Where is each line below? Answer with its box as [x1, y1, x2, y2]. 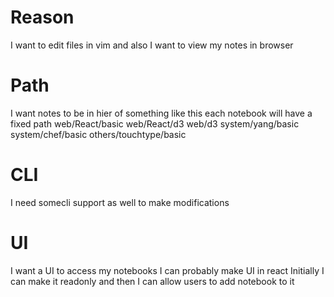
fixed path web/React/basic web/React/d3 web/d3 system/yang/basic [10, 117, 300, 130]
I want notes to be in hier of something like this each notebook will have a [10, 107, 313, 119]
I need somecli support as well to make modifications [10, 196, 230, 208]
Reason [10, 6, 75, 29]
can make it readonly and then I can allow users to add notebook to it [10, 275, 295, 287]
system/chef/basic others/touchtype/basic [10, 128, 187, 140]
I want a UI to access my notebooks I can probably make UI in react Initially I [10, 264, 325, 276]
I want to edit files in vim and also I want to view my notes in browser [10, 39, 294, 51]
